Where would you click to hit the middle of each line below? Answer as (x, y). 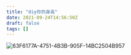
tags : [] (17, 29)
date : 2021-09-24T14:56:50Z (42, 18)
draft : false (23, 23)
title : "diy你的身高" (32, 12)
